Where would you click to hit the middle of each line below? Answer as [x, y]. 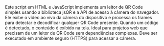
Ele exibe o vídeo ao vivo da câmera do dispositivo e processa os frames [79, 17]
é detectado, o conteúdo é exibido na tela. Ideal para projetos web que [76, 28]
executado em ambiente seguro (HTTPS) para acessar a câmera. [70, 38]
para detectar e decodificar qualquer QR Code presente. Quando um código [82, 23]
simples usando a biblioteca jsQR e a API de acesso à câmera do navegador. [82, 12]
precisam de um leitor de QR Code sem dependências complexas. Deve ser [81, 33]
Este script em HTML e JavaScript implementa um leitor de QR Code [74, 7]
